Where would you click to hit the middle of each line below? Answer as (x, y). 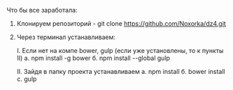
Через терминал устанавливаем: (66, 37)
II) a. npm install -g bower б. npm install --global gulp (93, 58)
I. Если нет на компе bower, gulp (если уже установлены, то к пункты (120, 51)
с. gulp (27, 79)
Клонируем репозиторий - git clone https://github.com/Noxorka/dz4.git (121, 23)
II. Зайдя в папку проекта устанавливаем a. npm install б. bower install (121, 72)
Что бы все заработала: (42, 10)
